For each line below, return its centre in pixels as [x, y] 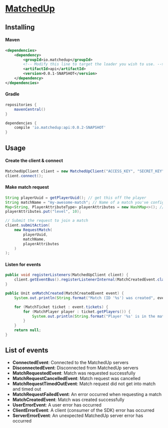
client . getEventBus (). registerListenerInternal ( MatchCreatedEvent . [86, 280]
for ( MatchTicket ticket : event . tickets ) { [61, 307]
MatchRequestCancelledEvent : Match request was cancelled [76, 378]
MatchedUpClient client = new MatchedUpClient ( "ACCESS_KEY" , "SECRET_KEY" [85, 171]
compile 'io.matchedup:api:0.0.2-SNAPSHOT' [60, 128]
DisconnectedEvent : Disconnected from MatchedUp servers [75, 368]
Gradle [12, 94]
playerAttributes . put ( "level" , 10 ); [43, 212]
